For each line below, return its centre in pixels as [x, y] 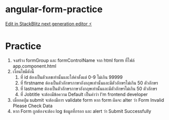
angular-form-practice [54, 9]
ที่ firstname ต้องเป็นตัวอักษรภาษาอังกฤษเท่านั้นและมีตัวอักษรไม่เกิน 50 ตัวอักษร [89, 83]
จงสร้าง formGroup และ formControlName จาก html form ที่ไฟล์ [74, 60]
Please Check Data [32, 106]
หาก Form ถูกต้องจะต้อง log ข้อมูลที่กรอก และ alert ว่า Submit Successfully [82, 111]
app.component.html [35, 66]
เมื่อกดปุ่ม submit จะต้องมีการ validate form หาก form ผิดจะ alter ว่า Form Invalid [88, 100]
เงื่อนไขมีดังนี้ [23, 71]
